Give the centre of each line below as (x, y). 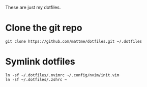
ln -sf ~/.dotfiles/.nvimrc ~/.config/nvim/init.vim (62, 75)
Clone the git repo (44, 28)
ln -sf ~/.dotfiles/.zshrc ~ (36, 79)
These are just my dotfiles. (33, 7)
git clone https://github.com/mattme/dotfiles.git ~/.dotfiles (74, 41)
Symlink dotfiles (40, 62)
